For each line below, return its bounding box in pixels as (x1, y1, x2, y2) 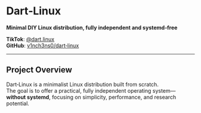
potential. (6, 100, 30, 107)
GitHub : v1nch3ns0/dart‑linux (6, 42, 80, 49)
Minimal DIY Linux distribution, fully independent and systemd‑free (6, 24, 178, 31)
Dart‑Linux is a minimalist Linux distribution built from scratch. (6, 81, 159, 88)
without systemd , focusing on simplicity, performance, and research (6, 93, 176, 100)
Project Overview (6, 65, 72, 75)
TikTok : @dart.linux (6, 35, 55, 42)
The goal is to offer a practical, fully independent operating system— (6, 87, 176, 94)
